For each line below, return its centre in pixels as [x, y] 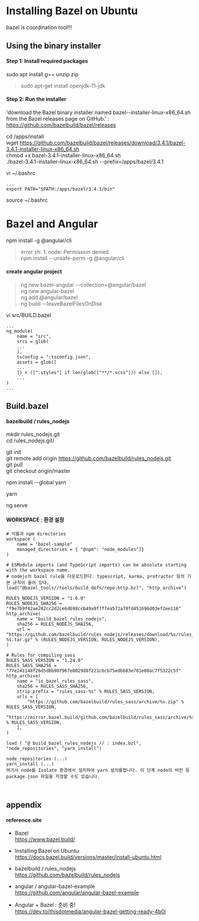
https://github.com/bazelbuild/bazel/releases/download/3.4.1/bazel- [103, 143]
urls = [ [28, 697]
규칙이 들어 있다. [31, 582]
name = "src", [34, 336]
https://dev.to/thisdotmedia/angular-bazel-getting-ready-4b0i [90, 912]
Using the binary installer [54, 46]
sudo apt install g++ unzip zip [42, 74]
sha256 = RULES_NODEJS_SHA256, [55, 624]
